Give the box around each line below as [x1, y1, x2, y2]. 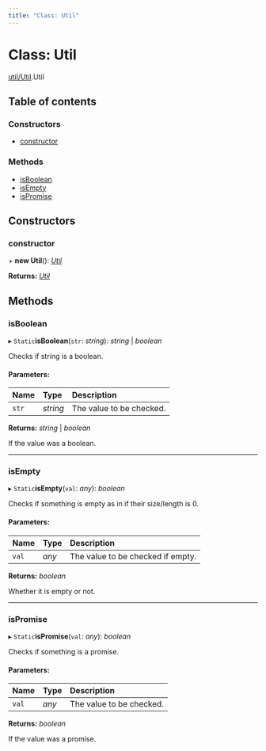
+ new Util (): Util [8, 256, 63, 265]
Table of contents [8, 94, 97, 108]
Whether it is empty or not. [8, 586, 96, 596]
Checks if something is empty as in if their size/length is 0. [8, 499, 199, 509]
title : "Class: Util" [8, 11, 80, 20]
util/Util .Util [8, 72, 45, 82]
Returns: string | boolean [8, 423, 91, 433]
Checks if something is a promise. [8, 646, 120, 656]
